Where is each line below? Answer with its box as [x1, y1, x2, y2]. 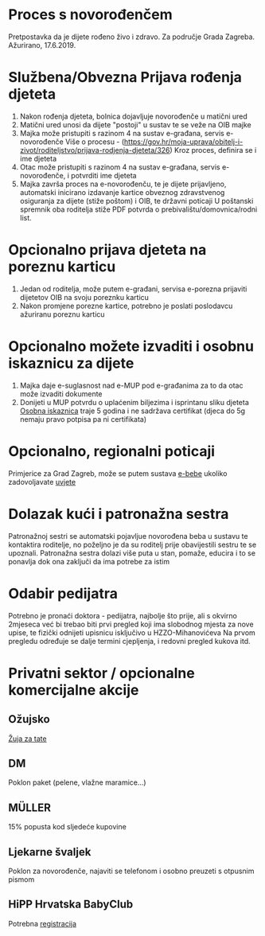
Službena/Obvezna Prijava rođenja [8, 68, 243, 87]
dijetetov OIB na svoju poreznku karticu [19, 292, 150, 302]
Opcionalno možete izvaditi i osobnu [8, 337, 255, 355]
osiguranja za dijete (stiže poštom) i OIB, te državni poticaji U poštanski [19, 196, 254, 205]
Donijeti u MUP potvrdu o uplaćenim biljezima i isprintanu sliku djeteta [19, 397, 249, 407]
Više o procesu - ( [64, 137, 125, 146]
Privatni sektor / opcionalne [8, 664, 195, 682]
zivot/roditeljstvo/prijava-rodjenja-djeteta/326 [19, 145, 170, 154]
